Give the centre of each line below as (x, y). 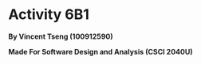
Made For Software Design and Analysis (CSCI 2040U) (100, 51)
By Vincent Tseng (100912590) (61, 36)
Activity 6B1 (49, 15)
